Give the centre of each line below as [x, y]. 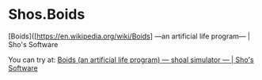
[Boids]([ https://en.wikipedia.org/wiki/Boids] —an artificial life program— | [129, 36]
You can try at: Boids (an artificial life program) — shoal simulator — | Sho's [131, 60]
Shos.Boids [47, 15]
